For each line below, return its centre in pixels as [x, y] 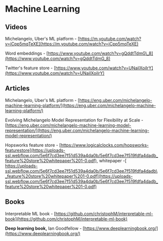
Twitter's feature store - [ [30, 68]
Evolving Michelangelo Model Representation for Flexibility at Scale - [74, 120]
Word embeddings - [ [27, 53]
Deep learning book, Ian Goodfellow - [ [45, 228]
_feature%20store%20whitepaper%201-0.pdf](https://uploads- [69, 176]
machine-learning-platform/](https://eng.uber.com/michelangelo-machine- [81, 105]
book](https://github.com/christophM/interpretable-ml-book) [66, 219]
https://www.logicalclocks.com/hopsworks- [105, 145]
